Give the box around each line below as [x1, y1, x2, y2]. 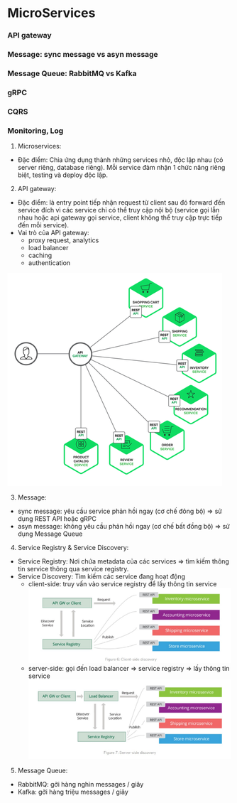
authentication [28, 259, 71, 267]
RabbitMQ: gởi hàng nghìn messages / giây [17, 780, 144, 789]
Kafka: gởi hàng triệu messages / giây [17, 787, 129, 797]
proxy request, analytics [28, 236, 99, 244]
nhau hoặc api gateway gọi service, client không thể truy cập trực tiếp [17, 213, 223, 222]
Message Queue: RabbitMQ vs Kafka [7, 68, 137, 78]
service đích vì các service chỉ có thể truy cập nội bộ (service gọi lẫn [17, 206, 220, 215]
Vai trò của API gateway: [17, 229, 90, 237]
